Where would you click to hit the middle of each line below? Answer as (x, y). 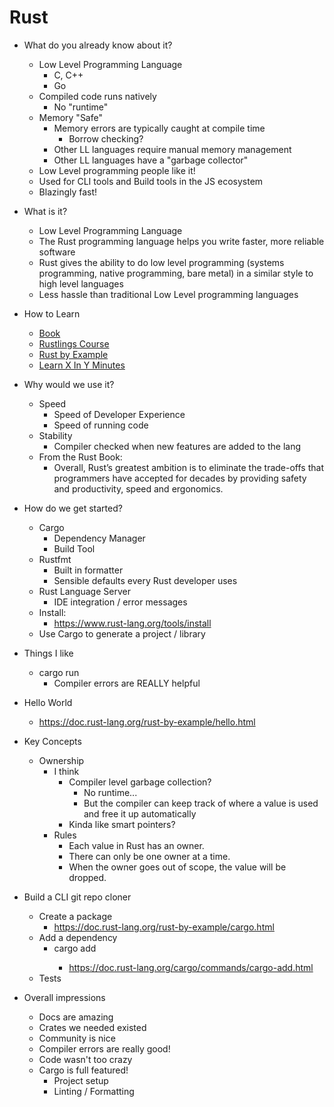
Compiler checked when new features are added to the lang (177, 446)
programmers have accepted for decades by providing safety (180, 478)
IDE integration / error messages (120, 602)
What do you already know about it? (98, 45)
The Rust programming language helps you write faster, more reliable (181, 241)
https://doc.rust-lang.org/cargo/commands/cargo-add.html (191, 967)
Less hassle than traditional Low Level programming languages (168, 294)
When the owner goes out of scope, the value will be (177, 867)
